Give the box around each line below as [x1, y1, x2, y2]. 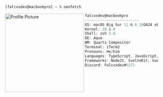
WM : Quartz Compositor [84, 40, 131, 45]
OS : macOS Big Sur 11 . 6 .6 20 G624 [84, 22, 153, 27]
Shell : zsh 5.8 [84, 31, 115, 36]
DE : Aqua [84, 36, 103, 41]
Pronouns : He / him [84, 49, 120, 54]
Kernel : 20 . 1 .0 [84, 27, 115, 31]
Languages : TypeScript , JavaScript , [84, 54, 159, 58]
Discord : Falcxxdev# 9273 [84, 63, 135, 68]
